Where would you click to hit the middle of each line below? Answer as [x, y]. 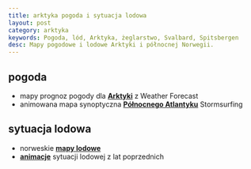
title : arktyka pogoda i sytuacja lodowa [78, 15]
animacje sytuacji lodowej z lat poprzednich [92, 156]
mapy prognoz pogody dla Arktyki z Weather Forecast [109, 96]
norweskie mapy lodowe [60, 148]
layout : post [30, 23]
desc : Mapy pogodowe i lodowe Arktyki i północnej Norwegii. [111, 45]
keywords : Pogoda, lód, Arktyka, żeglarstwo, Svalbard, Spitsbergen [124, 38]
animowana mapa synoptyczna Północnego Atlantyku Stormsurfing [131, 104]
